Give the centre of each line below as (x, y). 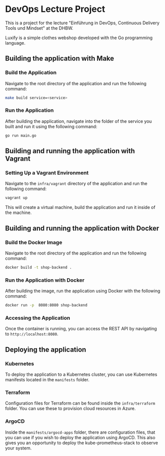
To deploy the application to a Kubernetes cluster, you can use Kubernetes (81, 374)
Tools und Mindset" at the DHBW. (39, 28)
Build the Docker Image (34, 242)
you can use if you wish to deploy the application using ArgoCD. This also (80, 437)
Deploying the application (46, 349)
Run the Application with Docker (45, 280)
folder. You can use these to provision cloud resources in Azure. (71, 408)
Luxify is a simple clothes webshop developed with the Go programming (79, 38)
